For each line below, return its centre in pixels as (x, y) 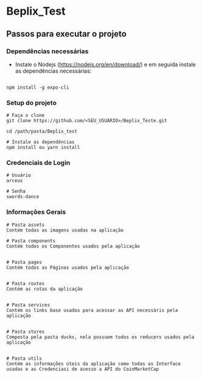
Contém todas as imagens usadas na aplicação (65, 230)
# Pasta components (31, 241)
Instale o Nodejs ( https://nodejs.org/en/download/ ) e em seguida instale (105, 64)
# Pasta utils (24, 358)
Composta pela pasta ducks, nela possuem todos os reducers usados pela (100, 337)
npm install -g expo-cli (38, 87)
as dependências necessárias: (53, 71)
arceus (15, 181)
